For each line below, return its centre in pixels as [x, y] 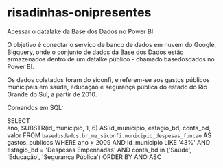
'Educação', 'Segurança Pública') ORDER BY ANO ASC [84, 157]
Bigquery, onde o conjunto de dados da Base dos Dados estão [95, 52]
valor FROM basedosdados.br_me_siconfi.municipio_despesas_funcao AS [109, 135]
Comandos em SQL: [35, 107]
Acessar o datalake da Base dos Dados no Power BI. [81, 31]
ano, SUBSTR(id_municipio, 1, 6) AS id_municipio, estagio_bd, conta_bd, [109, 128]
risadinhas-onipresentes [79, 13]
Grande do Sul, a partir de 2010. [52, 94]
